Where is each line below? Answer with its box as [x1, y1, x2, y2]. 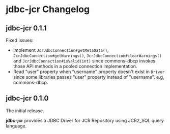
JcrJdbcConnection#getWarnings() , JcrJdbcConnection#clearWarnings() [13, 52, 162, 58]
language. [6, 123, 27, 129]
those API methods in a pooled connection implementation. [13, 63, 137, 69]
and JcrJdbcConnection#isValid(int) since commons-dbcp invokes [13, 58, 156, 64]
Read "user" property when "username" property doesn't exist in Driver [13, 69, 165, 75]
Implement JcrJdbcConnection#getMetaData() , [13, 47, 109, 53]
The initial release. [6, 108, 44, 114]
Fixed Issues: [6, 37, 34, 43]
